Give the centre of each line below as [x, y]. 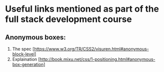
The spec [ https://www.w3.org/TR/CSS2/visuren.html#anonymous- [81, 49]
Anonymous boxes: [36, 37]
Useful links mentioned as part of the [82, 9]
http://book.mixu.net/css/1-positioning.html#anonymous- [97, 59]
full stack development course [68, 19]
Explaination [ [26, 59]
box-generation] [29, 64]
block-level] [24, 54]
